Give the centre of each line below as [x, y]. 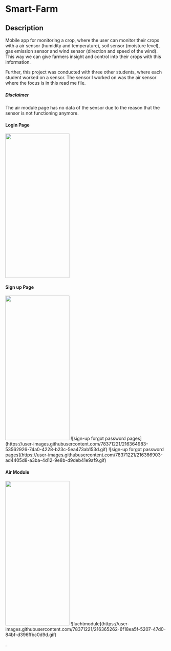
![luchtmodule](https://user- [100, 624]
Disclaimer [17, 95]
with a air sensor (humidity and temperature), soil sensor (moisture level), [83, 46]
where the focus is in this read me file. [46, 83]
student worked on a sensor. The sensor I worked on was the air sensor [81, 77]
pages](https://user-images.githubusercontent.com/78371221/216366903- [84, 455]
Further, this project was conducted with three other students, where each [84, 72]
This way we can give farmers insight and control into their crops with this [83, 57]
